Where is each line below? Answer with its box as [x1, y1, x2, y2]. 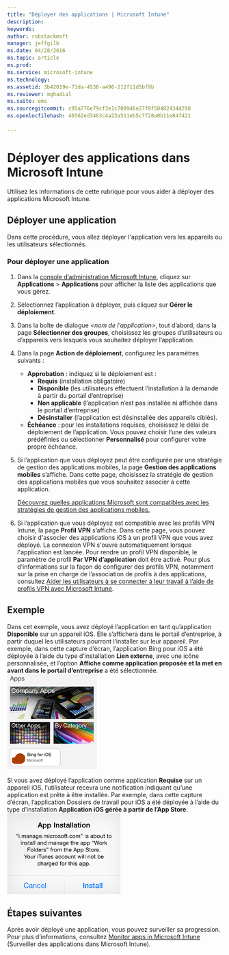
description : [7, 18, 44, 25]
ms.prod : [7, 62, 32, 69]
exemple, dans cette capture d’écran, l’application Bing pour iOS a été [7, 644, 204, 652]
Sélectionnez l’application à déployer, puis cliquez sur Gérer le [16, 300, 193, 309]
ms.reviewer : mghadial [7, 91, 72, 97]
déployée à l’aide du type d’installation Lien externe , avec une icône [7, 652, 200, 660]
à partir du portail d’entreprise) [37, 391, 124, 399]
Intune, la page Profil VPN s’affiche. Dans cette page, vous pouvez [16, 526, 206, 534]
